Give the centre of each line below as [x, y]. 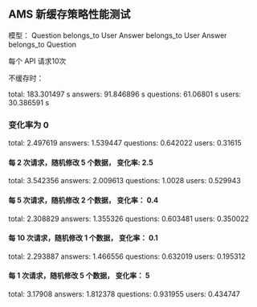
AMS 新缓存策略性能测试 [69, 14]
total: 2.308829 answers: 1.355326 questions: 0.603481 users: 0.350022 [129, 219]
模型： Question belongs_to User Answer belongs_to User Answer [118, 35]
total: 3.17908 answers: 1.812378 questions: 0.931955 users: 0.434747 [124, 294]
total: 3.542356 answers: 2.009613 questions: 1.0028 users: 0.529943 [124, 181]
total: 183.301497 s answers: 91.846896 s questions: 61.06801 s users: [125, 94]
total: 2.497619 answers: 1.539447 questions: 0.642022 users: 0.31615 [125, 143]
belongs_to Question [43, 44]
